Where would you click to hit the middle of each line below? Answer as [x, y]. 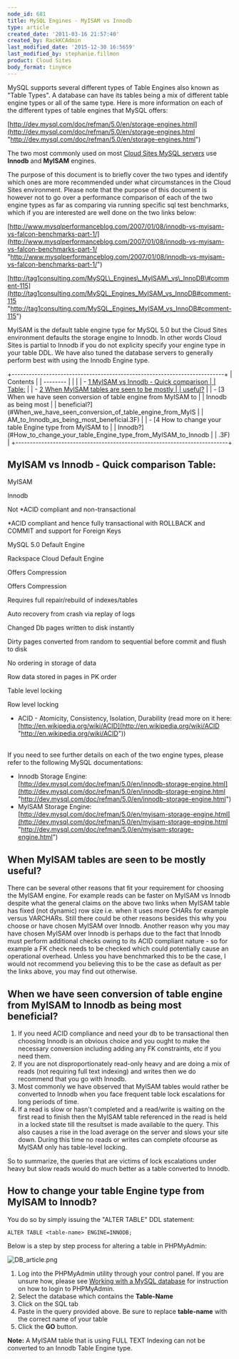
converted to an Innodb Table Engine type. [70, 1348]
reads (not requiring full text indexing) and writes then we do [107, 1071]
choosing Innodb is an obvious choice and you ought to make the [114, 1041]
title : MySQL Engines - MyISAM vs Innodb [70, 21]
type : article [29, 27]
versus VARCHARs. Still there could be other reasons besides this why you [117, 918]
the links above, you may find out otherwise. [72, 971]
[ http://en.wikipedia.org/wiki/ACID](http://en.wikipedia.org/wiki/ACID [118, 726]
